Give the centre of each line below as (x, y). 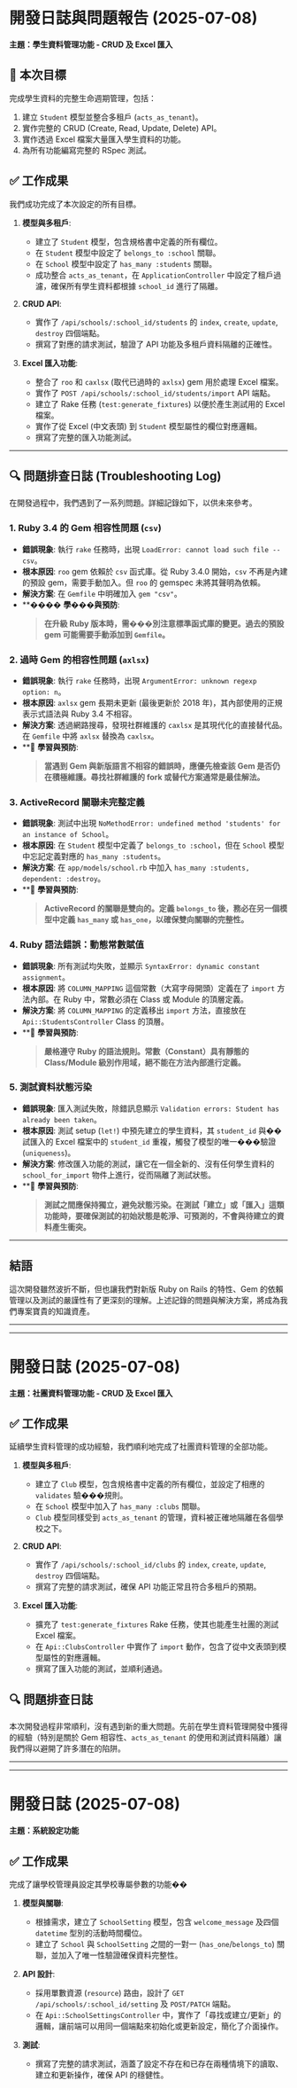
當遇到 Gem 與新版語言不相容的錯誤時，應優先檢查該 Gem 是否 (158, 766)
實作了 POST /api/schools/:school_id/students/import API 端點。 (155, 393)
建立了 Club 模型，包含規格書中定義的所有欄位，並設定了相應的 (150, 1484)
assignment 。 (46, 977)
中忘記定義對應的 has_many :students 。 (94, 856)
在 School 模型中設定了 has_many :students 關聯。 (126, 263)
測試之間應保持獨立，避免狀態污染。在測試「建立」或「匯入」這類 (164, 1204)
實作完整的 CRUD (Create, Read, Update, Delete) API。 (122, 128)
